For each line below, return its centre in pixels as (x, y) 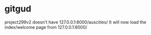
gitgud (18, 9)
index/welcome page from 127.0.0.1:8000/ (46, 27)
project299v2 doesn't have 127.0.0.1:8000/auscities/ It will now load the (75, 22)
